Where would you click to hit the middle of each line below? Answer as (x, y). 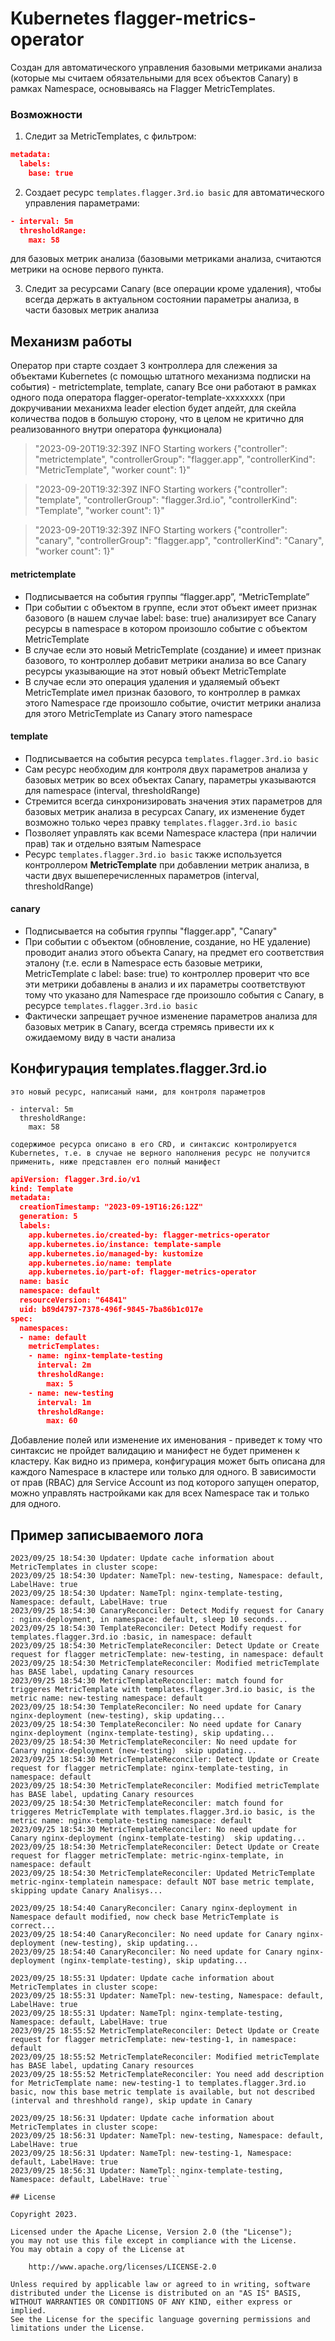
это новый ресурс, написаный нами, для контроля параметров (138, 1092)
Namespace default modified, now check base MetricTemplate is (145, 1917)
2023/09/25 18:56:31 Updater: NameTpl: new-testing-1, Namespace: (151, 2153)
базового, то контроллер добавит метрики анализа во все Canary (165, 660)
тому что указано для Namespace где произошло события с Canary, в (174, 994)
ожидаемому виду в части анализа (100, 1037)
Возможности (46, 114)
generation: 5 (48, 1217)
